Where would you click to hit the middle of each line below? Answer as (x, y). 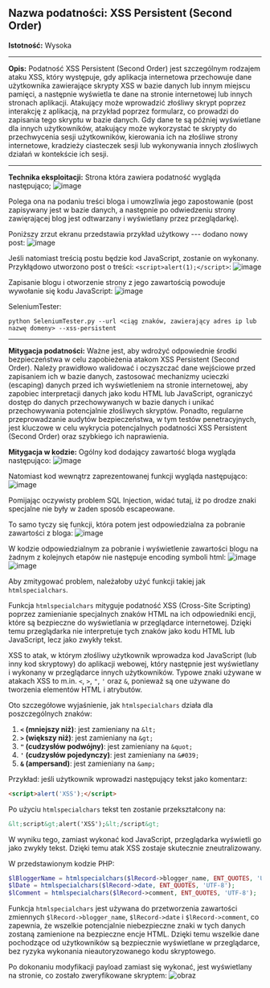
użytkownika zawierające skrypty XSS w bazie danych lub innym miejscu (129, 85)
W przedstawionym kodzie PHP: (61, 863)
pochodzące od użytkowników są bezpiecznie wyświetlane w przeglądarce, (134, 943)
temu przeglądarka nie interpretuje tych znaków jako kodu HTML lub (122, 630)
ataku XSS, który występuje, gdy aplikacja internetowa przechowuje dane (130, 76)
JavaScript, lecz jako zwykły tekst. (65, 639)
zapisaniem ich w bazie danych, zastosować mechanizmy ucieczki (119, 376)
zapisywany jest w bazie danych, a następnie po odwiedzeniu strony (122, 209)
